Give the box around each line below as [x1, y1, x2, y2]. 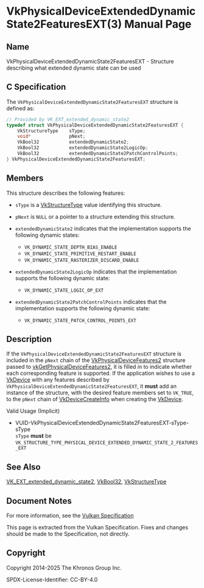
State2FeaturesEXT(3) [6, 17, 122, 31]
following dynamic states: [15, 231, 80, 239]
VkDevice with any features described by [6, 376, 110, 383]
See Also [6, 462, 41, 472]
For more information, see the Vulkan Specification [6, 512, 134, 520]
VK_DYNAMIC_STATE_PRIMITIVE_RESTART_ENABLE [24, 250, 137, 257]
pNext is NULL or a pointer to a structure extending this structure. [15, 212, 175, 220]
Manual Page [124, 17, 192, 31]
